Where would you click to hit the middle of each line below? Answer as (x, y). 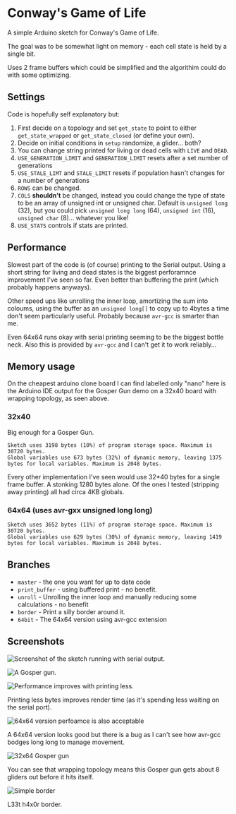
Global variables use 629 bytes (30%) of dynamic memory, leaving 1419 (114, 537)
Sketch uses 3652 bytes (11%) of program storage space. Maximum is (110, 525)
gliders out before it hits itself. (50, 777)
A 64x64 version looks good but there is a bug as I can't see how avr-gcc (114, 734)
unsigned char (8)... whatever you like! (73, 217)
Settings (26, 97)
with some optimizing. (39, 75)
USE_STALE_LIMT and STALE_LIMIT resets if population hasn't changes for (121, 173)
